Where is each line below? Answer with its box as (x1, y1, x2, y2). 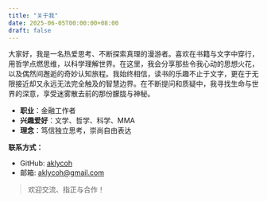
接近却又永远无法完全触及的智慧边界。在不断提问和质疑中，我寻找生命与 (14, 79, 252, 88)
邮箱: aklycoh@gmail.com (19, 168, 105, 177)
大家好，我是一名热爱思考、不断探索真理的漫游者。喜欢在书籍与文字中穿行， (8, 49, 259, 59)
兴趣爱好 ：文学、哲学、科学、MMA (19, 116, 135, 126)
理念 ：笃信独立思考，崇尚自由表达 (19, 126, 132, 135)
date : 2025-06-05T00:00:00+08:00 (8, 19, 119, 27)
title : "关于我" (8, 11, 59, 20)
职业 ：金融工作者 (19, 106, 76, 115)
